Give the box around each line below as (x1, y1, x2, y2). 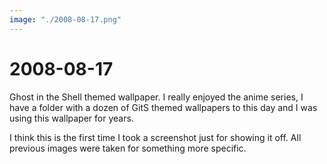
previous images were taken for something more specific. (9, 142, 247, 154)
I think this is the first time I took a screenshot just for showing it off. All (9, 131, 302, 143)
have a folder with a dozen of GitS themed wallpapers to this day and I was (9, 101, 318, 113)
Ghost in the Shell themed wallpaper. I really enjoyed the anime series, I (9, 91, 304, 103)
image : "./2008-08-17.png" (9, 14, 122, 25)
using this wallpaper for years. (9, 112, 134, 124)
